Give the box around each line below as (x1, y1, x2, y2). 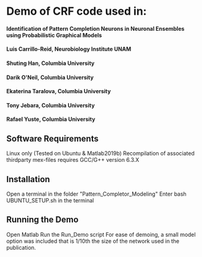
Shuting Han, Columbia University (6, 59, 95, 67)
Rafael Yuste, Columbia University (6, 115, 95, 123)
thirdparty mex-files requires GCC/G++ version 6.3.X (6, 156, 140, 164)
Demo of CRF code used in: (6, 4, 147, 18)
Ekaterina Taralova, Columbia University (6, 88, 111, 95)
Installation (6, 174, 50, 185)
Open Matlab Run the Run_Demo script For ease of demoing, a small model (6, 231, 196, 238)
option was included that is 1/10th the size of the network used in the (6, 237, 179, 245)
